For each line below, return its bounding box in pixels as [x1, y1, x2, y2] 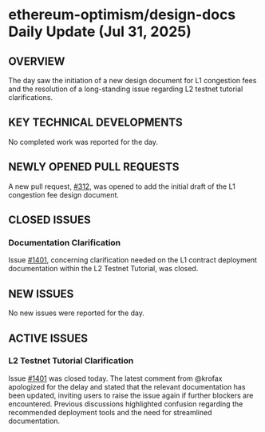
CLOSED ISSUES [8, 214, 91, 227]
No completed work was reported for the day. [8, 137, 158, 146]
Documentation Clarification [8, 237, 121, 248]
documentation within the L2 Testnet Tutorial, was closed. [8, 264, 199, 274]
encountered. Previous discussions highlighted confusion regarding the [8, 398, 243, 409]
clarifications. [8, 93, 53, 102]
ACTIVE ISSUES [8, 331, 88, 345]
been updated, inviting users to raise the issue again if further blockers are [8, 390, 254, 400]
